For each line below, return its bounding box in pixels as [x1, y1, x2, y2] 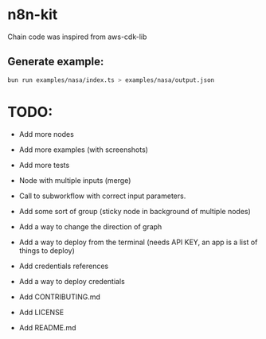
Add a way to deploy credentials [18, 276, 125, 286]
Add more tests [18, 160, 70, 169]
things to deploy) [18, 245, 75, 255]
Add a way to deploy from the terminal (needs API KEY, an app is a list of [18, 237, 258, 247]
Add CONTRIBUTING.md [18, 292, 101, 302]
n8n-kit [7, 6, 58, 24]
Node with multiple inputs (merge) [18, 175, 131, 185]
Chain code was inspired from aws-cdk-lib [7, 32, 147, 41]
